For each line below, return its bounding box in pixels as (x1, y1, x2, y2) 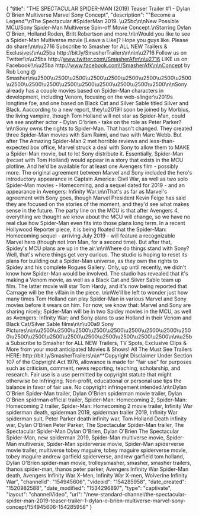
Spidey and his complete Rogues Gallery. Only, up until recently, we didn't (6, 264, 187, 271)
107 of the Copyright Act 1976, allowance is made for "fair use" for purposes (6, 359, 192, 365)
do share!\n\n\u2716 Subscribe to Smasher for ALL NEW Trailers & (6, 43, 168, 50)
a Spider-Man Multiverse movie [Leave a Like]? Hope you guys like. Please (6, 37, 188, 43)
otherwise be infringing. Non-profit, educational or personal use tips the (6, 377, 182, 384)
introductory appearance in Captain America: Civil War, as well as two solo (6, 175, 188, 182)
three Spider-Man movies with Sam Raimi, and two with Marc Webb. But (6, 131, 182, 138)
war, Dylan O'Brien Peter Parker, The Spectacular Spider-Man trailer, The (6, 422, 184, 428)
